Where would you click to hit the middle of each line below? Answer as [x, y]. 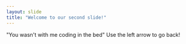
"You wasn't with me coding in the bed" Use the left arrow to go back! [93, 34]
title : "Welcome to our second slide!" [56, 17]
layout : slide [24, 12]
